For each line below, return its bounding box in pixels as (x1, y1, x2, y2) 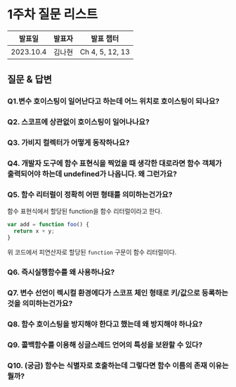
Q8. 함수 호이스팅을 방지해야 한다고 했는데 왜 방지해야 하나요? (7, 319, 203, 328)
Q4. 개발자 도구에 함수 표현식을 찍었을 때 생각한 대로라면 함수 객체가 (7, 159, 223, 168)
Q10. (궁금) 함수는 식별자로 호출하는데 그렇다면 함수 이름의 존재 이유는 (7, 360, 229, 370)
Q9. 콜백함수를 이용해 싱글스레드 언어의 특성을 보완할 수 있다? (7, 340, 203, 350)
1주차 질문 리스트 (7, 6, 98, 23)
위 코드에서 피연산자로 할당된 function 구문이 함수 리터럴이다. (7, 247, 177, 256)
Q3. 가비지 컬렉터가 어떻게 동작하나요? (7, 138, 130, 148)
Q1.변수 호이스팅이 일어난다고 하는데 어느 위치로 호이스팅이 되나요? (7, 97, 220, 106)
